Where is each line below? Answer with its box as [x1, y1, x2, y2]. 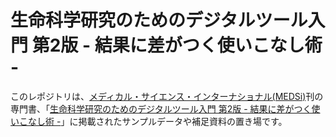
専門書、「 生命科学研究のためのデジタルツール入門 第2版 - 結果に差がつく [10, 102, 312, 115]
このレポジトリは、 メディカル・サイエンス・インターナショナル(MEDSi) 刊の [10, 90, 324, 102]
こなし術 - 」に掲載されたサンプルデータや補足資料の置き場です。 [18, 115, 288, 127]
